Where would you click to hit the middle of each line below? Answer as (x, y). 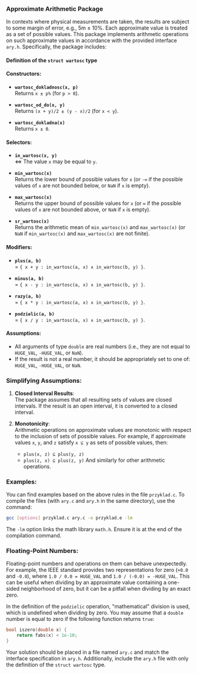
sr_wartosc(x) (32, 222)
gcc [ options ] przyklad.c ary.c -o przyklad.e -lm (69, 518)
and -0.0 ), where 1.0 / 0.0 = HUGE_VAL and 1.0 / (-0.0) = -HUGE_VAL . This (98, 576)
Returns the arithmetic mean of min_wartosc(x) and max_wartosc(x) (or (100, 227)
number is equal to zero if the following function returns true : (80, 619)
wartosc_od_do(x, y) (40, 105)
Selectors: (19, 142)
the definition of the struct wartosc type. (56, 665)
